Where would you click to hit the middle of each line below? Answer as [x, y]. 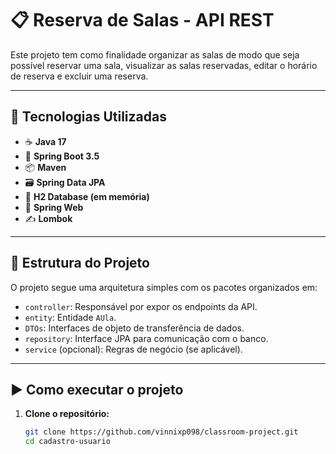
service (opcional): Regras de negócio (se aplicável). [133, 349]
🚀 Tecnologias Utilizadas [88, 117]
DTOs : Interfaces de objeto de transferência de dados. [134, 328]
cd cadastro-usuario [67, 442]
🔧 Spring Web [54, 207]
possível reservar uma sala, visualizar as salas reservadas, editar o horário [164, 65]
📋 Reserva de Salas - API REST [142, 20]
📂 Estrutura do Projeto [80, 263]
